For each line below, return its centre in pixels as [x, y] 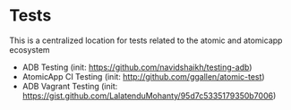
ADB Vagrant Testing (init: [70, 86]
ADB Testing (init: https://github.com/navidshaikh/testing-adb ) [137, 67]
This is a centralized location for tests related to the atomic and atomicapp [146, 40]
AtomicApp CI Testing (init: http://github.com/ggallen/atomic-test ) [144, 76]
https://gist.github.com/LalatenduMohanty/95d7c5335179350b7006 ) [149, 96]
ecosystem [30, 49]
